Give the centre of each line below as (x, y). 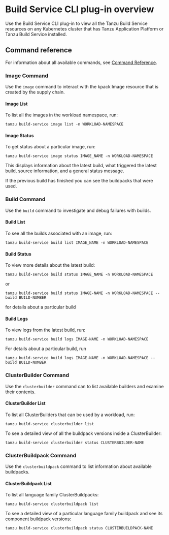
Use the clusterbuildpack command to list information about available (79, 466)
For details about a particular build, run (46, 349)
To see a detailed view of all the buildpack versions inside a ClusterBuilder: (83, 433)
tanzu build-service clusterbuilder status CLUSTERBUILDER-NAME (75, 443)
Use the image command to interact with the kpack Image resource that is (82, 87)
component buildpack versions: (38, 519)
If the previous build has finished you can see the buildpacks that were (79, 181)
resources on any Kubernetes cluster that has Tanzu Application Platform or (84, 28)
